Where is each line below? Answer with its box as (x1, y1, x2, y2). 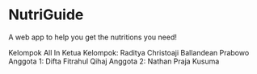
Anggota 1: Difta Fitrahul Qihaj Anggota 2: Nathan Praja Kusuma (8, 56, 220, 66)
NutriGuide (8, 6, 84, 24)
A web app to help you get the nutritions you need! (8, 32, 178, 42)
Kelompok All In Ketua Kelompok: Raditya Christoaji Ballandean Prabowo (8, 47, 250, 57)
